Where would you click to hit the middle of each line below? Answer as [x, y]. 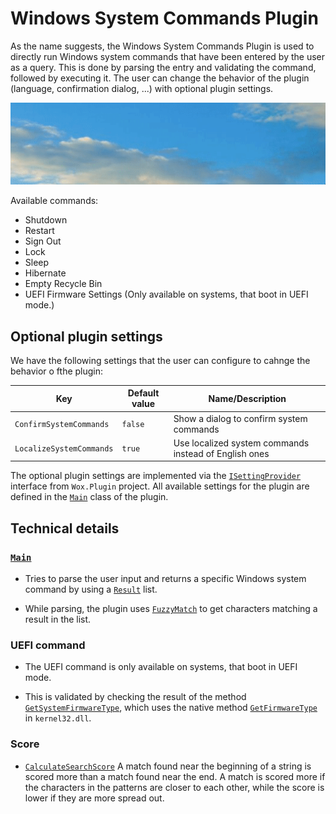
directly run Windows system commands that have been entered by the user [168, 56]
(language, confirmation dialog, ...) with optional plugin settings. [142, 88]
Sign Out [43, 241]
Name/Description [247, 398]
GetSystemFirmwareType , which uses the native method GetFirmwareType [171, 708]
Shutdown [46, 220]
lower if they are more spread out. [94, 798]
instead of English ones [221, 453]
